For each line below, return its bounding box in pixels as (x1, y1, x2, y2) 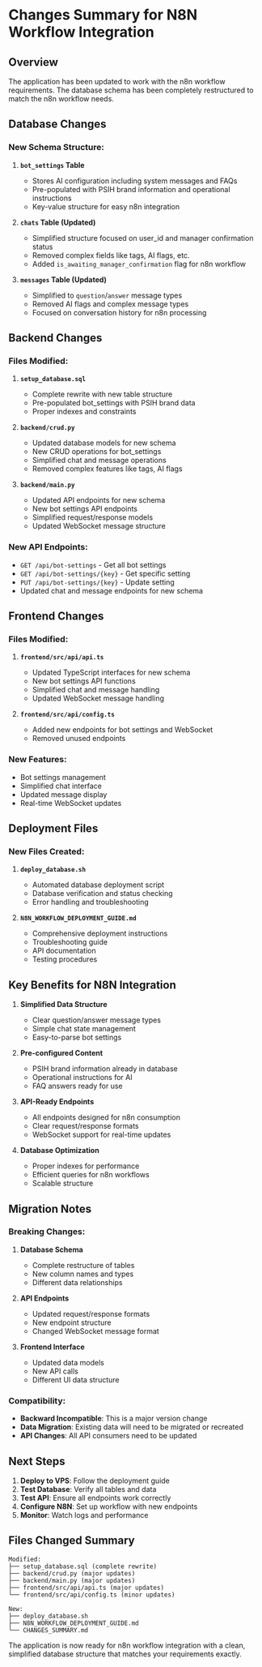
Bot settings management (19, 772, 107, 782)
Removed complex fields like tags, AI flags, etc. (32, 250, 190, 260)
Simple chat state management (32, 1024, 136, 1034)
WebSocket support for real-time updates (32, 1129, 171, 1140)
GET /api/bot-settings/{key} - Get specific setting (19, 568, 191, 578)
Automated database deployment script (32, 880, 164, 889)
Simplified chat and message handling (32, 685, 160, 695)
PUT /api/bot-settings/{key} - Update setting (19, 577, 175, 587)
